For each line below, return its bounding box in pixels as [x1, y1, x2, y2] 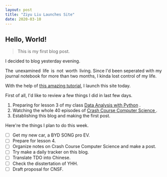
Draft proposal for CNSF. [12, 166, 63, 172]
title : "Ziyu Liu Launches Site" [5, 12, 75, 17]
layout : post [5, 7, 32, 12]
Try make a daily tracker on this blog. [12, 149, 89, 155]
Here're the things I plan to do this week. [5, 122, 89, 128]
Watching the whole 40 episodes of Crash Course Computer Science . [12, 107, 157, 113]
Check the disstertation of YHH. [12, 160, 78, 166]
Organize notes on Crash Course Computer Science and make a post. [12, 143, 156, 149]
